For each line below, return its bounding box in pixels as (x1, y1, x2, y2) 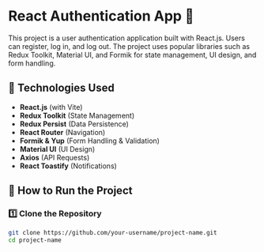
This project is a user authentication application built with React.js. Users (8, 33, 245, 43)
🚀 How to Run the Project (8, 184, 133, 197)
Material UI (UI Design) (19, 144, 96, 153)
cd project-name (8, 236, 62, 244)
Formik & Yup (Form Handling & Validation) (19, 136, 160, 145)
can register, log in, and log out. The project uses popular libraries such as (8, 41, 251, 51)
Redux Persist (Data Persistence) (19, 118, 129, 129)
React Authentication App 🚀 (8, 7, 194, 25)
